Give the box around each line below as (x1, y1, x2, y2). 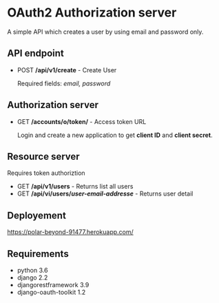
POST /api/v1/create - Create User (17, 65, 117, 74)
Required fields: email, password (17, 79, 111, 87)
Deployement (7, 209, 67, 221)
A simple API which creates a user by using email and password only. (7, 28, 204, 36)
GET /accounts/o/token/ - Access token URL (17, 117, 147, 125)
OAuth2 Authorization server (7, 5, 177, 21)
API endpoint (7, 48, 64, 59)
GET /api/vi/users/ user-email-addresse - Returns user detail (17, 189, 194, 198)
